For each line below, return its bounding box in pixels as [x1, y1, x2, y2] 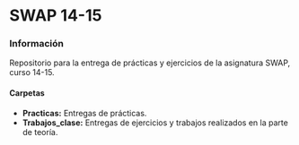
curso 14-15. [9, 67, 56, 78]
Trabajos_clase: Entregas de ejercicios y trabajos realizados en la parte [22, 117, 289, 128]
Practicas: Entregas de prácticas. [22, 107, 147, 118]
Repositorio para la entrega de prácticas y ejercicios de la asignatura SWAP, [9, 57, 291, 68]
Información [9, 38, 65, 50]
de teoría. [22, 126, 58, 137]
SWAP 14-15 [9, 5, 102, 26]
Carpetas [9, 88, 45, 98]
